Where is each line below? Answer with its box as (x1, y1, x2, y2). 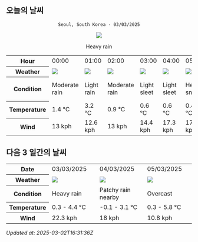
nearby (99, 193, 120, 201)
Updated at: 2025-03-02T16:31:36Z (6, 229, 94, 237)
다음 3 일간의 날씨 (6, 147, 67, 157)
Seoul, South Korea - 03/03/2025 (58, 21, 140, 28)
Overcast (147, 189, 173, 197)
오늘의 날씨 (6, 5, 44, 16)
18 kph (99, 214, 120, 222)
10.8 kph (147, 214, 173, 222)
